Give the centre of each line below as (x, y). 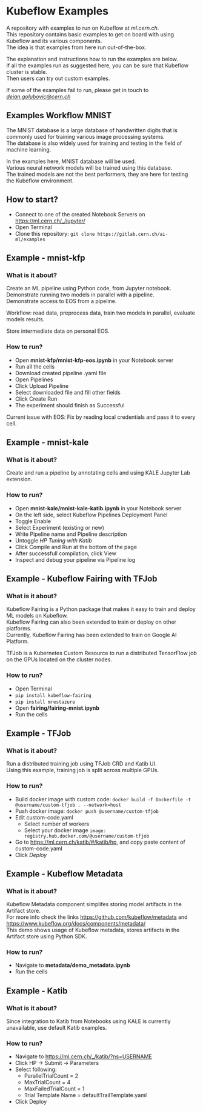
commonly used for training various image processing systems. (85, 136)
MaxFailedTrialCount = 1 (54, 1089)
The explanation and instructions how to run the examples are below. (92, 59)
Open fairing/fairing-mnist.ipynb (57, 708)
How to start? (32, 200)
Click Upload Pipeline (42, 385)
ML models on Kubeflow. (37, 616)
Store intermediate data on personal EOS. (58, 331)
